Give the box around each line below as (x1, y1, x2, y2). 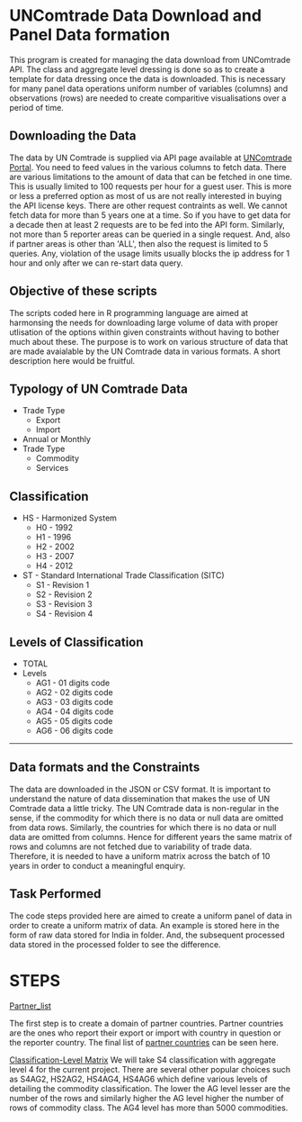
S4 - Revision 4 (35, 609, 93, 620)
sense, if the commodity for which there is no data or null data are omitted (9, 812, 284, 823)
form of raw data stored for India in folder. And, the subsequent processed (9, 929, 285, 940)
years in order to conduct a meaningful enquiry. (9, 860, 186, 871)
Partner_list (9, 1000, 52, 1011)
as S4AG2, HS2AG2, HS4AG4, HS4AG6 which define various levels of (9, 1073, 268, 1084)
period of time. (9, 102, 65, 113)
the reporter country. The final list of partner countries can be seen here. (9, 1036, 279, 1047)
